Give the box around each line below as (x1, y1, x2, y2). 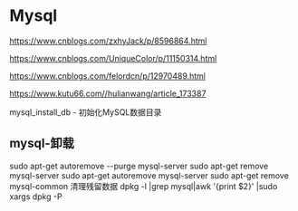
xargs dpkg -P (9, 191, 62, 202)
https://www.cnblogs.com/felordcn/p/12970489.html (9, 70, 207, 82)
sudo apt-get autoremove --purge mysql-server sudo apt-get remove (9, 160, 269, 171)
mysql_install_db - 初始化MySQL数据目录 (9, 106, 162, 118)
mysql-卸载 (9, 136, 74, 151)
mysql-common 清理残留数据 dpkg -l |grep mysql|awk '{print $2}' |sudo (9, 180, 278, 191)
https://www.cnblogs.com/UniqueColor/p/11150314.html (9, 53, 217, 63)
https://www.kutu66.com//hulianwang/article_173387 (9, 88, 207, 99)
